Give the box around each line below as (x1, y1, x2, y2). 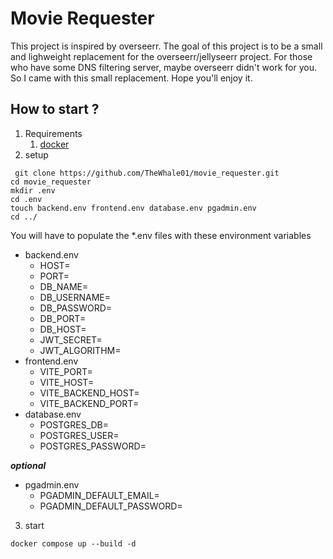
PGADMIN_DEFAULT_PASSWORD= (39, 500, 183, 512)
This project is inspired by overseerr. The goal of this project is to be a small (10, 40, 323, 52)
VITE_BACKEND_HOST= (39, 387, 140, 399)
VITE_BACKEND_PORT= (39, 397, 140, 409)
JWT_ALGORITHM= (39, 344, 122, 356)
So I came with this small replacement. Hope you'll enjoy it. (10, 72, 253, 84)
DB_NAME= (39, 280, 89, 292)
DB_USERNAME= (39, 291, 112, 303)
